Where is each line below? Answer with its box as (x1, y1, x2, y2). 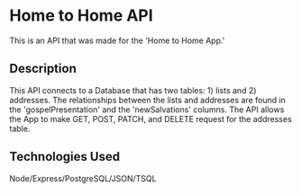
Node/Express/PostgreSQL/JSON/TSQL (9, 172, 157, 184)
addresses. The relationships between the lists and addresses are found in (9, 94, 287, 105)
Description (9, 61, 77, 76)
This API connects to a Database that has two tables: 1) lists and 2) (9, 84, 257, 95)
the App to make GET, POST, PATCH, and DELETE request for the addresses (9, 113, 293, 124)
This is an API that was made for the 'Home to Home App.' (9, 35, 225, 46)
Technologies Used (9, 149, 120, 164)
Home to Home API (9, 5, 153, 26)
